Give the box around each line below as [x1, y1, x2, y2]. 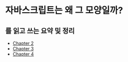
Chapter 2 [12, 40, 34, 46]
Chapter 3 [12, 46, 34, 51]
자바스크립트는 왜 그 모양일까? [5, 5, 123, 16]
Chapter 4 [12, 51, 34, 57]
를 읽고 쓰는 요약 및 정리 [5, 26, 75, 35]
